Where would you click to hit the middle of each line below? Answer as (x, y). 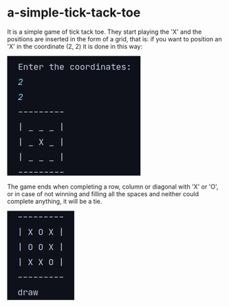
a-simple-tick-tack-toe (74, 13)
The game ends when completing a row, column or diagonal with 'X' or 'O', (113, 187)
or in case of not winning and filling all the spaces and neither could (103, 193)
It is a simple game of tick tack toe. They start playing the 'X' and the (105, 32)
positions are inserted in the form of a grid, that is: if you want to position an (115, 39)
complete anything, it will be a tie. (55, 201)
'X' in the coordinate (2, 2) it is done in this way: (75, 46)
